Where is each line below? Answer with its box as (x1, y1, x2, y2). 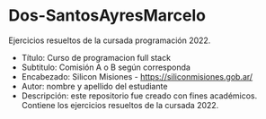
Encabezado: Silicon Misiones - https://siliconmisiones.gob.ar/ (21, 71, 253, 81)
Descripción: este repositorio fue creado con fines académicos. (21, 90, 258, 101)
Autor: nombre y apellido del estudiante (21, 81, 168, 91)
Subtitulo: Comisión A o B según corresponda (21, 62, 191, 72)
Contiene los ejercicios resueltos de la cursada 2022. (21, 99, 219, 110)
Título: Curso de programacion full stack (21, 52, 172, 63)
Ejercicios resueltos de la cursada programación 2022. (8, 35, 211, 46)
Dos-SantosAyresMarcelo (8, 5, 206, 26)
